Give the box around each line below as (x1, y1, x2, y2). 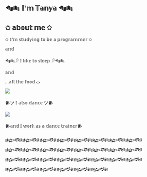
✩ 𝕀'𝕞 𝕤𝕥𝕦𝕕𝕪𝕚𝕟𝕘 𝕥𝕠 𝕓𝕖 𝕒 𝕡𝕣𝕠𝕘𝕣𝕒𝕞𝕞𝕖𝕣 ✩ (5, 37, 92, 42)
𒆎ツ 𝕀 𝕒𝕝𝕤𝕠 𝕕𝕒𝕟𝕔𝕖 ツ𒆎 (5, 100, 54, 106)
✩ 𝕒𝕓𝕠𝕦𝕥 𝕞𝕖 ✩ (5, 23, 52, 32)
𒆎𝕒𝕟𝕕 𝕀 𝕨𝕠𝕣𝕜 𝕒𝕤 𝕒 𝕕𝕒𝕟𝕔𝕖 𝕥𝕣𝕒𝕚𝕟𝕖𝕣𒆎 (5, 123, 83, 129)
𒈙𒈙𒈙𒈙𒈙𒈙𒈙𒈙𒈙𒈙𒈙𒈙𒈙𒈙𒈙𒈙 (5, 137, 143, 143)
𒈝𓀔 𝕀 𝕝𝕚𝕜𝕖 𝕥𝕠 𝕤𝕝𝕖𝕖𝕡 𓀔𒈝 (5, 58, 65, 64)
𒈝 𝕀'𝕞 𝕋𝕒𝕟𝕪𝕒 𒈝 (5, 4, 74, 13)
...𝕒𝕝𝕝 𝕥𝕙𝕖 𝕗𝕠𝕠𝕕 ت (5, 79, 40, 85)
